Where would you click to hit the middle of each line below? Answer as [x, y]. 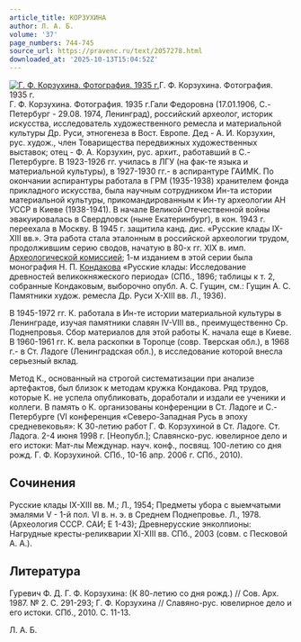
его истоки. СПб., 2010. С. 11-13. [70, 612]
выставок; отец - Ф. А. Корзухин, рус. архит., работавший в [123, 152]
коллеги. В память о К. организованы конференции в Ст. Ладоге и [137, 407]
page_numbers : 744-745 [52, 43]
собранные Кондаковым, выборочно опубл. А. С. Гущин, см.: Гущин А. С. [150, 286]
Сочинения [43, 483]
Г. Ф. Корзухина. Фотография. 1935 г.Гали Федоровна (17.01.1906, [133, 104]
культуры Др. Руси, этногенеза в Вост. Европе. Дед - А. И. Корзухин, [142, 133]
